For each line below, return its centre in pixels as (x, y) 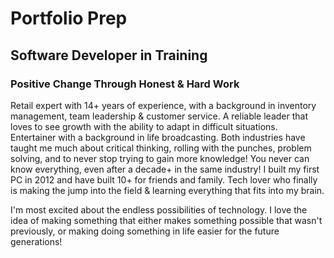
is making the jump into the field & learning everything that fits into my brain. (167, 190)
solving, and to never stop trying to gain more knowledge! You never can (160, 158)
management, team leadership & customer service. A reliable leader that (159, 116)
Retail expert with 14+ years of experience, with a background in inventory (163, 105)
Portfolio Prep (69, 18)
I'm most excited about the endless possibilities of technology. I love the (159, 209)
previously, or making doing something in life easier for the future (145, 231)
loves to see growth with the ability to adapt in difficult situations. (144, 126)
